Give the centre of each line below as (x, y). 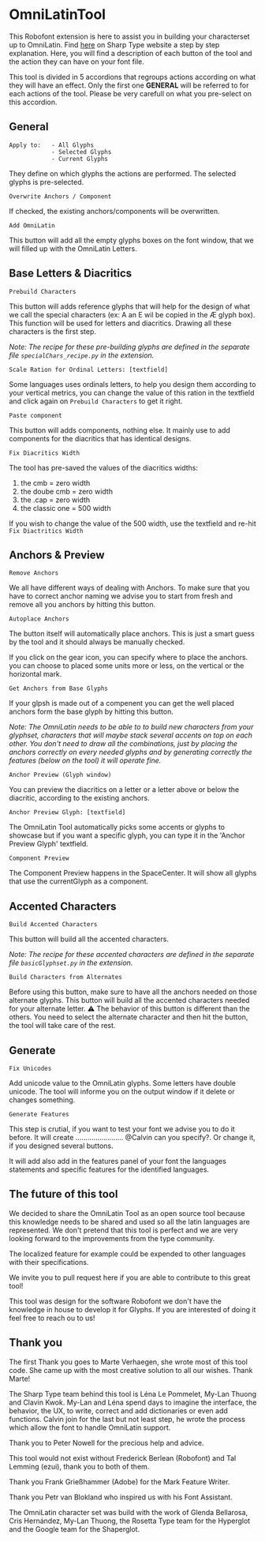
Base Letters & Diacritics (71, 274)
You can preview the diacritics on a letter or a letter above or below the (124, 790)
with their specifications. (49, 1262)
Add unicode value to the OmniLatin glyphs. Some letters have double (122, 1083)
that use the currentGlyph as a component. (79, 881)
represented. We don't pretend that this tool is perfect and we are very (124, 1230)
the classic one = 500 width (65, 508)
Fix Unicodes (30, 1068)
